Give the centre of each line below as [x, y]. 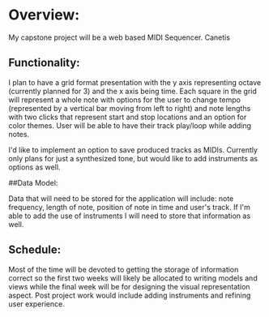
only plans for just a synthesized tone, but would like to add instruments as [133, 158]
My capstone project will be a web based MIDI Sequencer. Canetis [120, 37]
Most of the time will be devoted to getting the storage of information [124, 269]
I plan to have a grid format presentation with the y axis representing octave [135, 82]
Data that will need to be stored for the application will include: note [121, 198]
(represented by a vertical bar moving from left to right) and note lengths [130, 108]
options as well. [34, 167]
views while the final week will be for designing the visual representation [129, 286]
